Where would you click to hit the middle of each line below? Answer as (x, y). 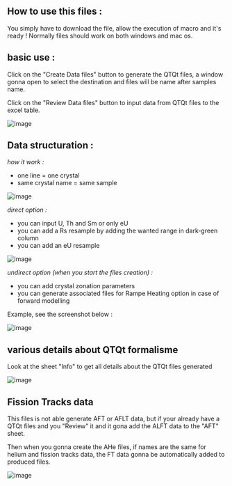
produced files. (29, 462)
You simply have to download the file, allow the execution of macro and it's (114, 28)
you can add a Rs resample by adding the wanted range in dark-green (117, 231)
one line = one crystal (48, 175)
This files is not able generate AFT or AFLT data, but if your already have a (114, 419)
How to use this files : (55, 11)
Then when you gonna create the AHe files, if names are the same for (107, 447)
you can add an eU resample (58, 246)
